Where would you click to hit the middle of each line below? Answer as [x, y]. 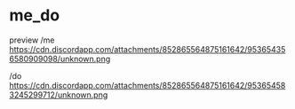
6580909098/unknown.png [60, 58]
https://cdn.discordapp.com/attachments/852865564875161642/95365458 [147, 85]
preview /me [32, 40]
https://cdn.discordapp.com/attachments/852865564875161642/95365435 [147, 49]
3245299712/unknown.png [59, 95]
